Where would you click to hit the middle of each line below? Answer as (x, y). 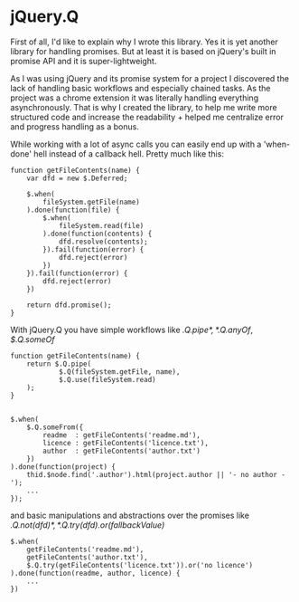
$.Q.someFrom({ (55, 427)
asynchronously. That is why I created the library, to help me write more (144, 107)
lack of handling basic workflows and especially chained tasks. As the (140, 88)
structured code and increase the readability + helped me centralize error (147, 117)
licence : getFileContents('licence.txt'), (126, 443)
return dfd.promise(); (69, 305)
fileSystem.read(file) (101, 225)
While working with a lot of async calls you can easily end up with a (136, 144)
